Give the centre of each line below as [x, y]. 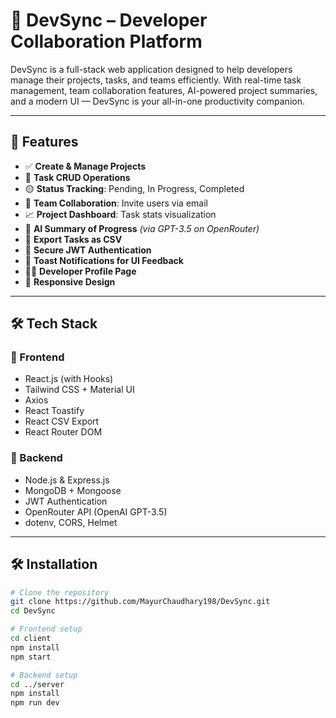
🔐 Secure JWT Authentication [88, 250]
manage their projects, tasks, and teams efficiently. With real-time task [156, 80]
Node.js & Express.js [67, 480]
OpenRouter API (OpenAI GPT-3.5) [96, 511]
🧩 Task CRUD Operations [77, 177]
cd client [31, 639]
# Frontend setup [46, 629]
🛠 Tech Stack [54, 324]
